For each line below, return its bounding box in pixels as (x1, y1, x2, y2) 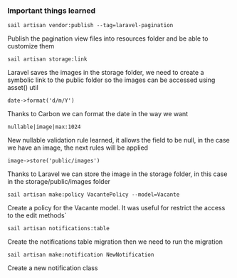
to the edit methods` (7, 211, 67, 220)
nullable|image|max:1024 (7, 123, 81, 130)
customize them (7, 42, 55, 51)
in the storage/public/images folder (7, 177, 111, 186)
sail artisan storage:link (7, 56, 88, 63)
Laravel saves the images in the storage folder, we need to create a (7, 68, 204, 77)
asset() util (7, 83, 39, 92)
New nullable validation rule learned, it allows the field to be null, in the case (7, 136, 230, 145)
